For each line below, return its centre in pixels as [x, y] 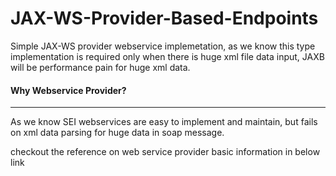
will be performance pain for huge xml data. [100, 67]
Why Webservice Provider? [68, 90]
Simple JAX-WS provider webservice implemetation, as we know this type [163, 46]
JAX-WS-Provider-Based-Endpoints [164, 18]
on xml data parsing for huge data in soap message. [117, 133]
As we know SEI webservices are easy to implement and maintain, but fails [164, 122]
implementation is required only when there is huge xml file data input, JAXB [167, 56]
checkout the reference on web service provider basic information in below [165, 152]
